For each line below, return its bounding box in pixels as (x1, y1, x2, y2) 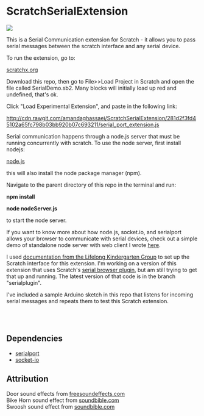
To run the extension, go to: (6, 54, 76, 62)
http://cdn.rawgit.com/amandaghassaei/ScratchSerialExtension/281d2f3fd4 (6, 114, 197, 121)
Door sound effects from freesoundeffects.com (6, 390, 125, 397)
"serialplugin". (6, 279, 42, 286)
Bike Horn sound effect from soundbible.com (6, 396, 120, 404)
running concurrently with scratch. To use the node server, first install (6, 139, 181, 146)
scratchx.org (6, 66, 38, 73)
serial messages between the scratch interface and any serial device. (6, 42, 181, 49)
